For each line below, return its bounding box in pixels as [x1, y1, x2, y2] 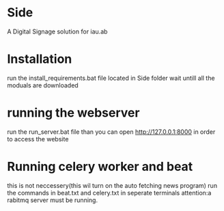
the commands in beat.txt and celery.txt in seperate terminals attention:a [7, 188, 212, 197]
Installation [7, 51, 72, 67]
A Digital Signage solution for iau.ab [7, 27, 108, 36]
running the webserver [7, 105, 140, 121]
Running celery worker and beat [7, 159, 193, 174]
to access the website [7, 135, 69, 143]
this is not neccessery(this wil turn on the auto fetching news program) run [7, 181, 217, 189]
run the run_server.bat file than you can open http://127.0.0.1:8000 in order [7, 128, 216, 136]
